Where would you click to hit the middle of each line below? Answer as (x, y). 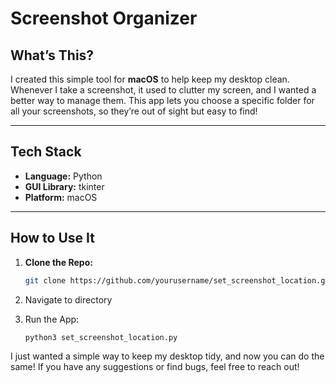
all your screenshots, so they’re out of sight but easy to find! (134, 111)
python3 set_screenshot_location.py (101, 337)
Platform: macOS (61, 197)
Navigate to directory (68, 299)
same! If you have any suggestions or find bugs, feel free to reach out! (155, 367)
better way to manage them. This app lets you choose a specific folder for (162, 100)
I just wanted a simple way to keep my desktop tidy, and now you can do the (167, 356)
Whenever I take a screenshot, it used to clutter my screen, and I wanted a (163, 90)
